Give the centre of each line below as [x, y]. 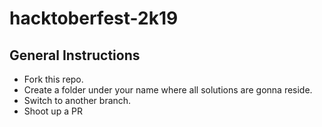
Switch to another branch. [77, 100]
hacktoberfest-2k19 [94, 18]
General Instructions [75, 55]
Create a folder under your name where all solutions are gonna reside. [168, 90]
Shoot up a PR [53, 111]
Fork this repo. [53, 79]
